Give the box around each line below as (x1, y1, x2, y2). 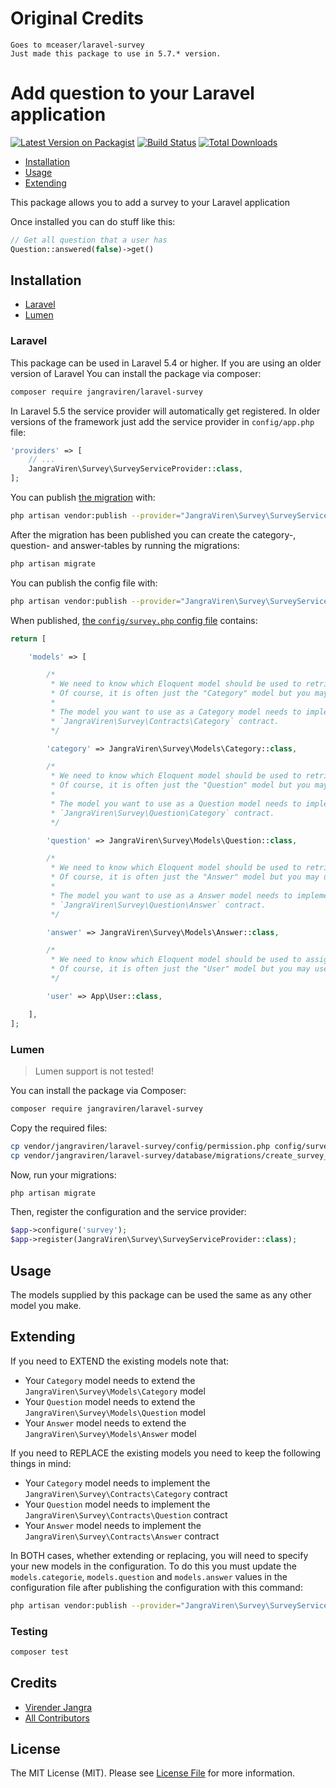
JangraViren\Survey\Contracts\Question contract (24, 1508, 228, 1521)
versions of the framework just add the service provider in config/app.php (10, 415, 315, 427)
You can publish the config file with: (10, 577, 158, 589)
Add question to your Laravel (10, 82, 255, 105)
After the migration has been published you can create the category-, (10, 528, 297, 541)
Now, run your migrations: (10, 1168, 117, 1181)
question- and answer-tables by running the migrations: (10, 539, 240, 551)
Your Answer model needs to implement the (24, 1519, 202, 1531)
